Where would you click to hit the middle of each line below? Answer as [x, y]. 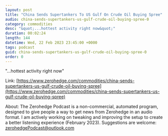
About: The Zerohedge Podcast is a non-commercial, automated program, [82, 107]
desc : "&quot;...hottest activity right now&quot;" [60, 29]
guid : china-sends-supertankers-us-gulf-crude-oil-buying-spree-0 [76, 52]
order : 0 [14, 57]
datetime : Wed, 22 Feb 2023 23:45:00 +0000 [51, 43]
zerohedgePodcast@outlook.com [40, 128]
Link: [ [12, 81]
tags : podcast [20, 47]
